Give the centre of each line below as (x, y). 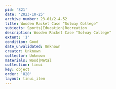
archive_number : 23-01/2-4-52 (36, 19)
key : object (17, 70)
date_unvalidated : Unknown (33, 46)
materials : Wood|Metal (28, 60)
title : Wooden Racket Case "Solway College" (52, 23)
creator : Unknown (23, 51)
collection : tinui (24, 65)
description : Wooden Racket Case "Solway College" (58, 33)
